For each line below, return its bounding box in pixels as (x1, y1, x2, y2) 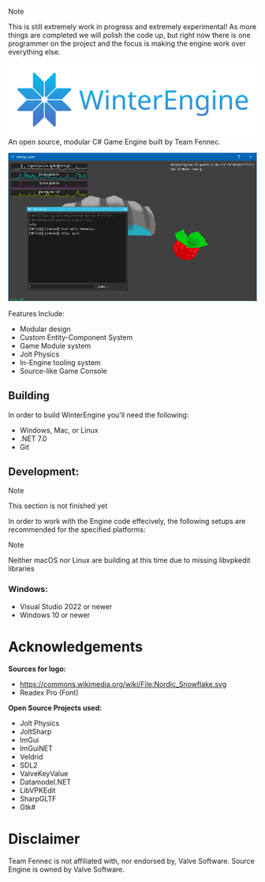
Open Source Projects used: (8, 703, 103, 712)
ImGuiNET (19, 743, 53, 753)
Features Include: (8, 308, 65, 318)
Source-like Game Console (19, 366, 108, 375)
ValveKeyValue (19, 768, 69, 778)
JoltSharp (19, 726, 52, 736)
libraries (8, 564, 35, 574)
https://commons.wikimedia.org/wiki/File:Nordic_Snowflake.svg (19, 679, 227, 688)
